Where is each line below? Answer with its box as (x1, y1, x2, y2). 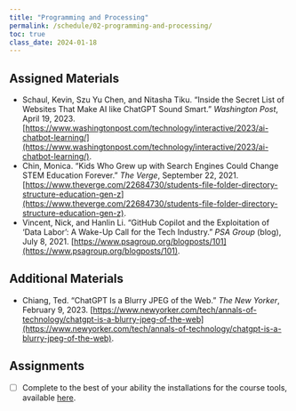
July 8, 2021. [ (21, 237, 75, 247)
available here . (21, 392, 76, 403)
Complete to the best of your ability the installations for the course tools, (21, 382, 287, 392)
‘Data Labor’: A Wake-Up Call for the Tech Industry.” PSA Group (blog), (21, 227, 282, 238)
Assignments (9, 359, 85, 374)
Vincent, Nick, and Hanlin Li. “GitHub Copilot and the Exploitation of (21, 217, 269, 228)
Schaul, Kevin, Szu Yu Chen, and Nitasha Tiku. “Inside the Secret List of (21, 94, 284, 105)
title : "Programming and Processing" (9, 12, 149, 22)
